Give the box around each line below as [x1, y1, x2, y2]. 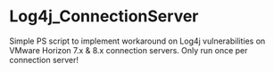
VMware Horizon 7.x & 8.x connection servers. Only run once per [9, 44, 248, 55]
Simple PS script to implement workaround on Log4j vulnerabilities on [9, 36, 266, 46]
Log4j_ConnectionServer [9, 6, 199, 27]
